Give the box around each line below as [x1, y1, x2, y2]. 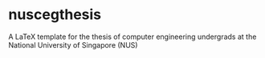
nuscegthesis [8, 6, 102, 24]
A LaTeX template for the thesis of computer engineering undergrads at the [8, 32, 257, 41]
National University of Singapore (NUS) [8, 40, 138, 49]
